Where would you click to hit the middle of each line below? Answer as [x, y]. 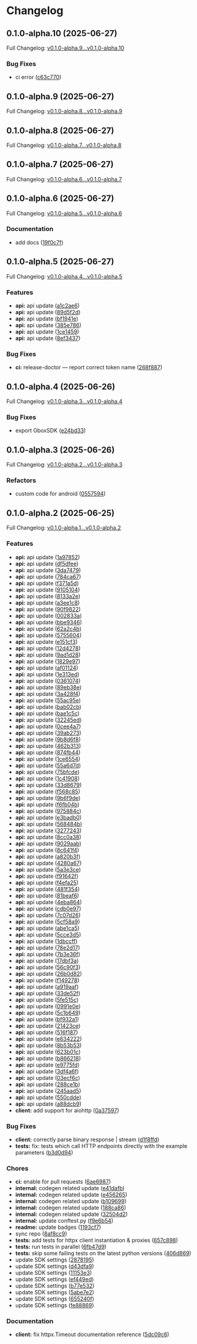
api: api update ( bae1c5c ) [47, 713]
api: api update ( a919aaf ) [47, 986]
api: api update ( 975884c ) [48, 811]
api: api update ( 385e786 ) [48, 325]
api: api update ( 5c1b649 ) [48, 1013]
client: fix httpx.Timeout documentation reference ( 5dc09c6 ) [92, 1335]
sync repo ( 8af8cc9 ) [41, 1234]
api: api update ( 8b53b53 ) [48, 1045]
